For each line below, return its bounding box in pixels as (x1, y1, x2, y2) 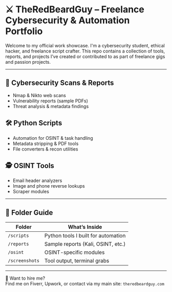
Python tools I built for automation (44, 232, 126, 240)
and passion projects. (5, 59, 51, 65)
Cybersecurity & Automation (5, 14, 130, 26)
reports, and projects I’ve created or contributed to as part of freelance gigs (5, 53, 165, 60)
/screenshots (8, 258, 40, 264)
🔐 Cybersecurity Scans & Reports (5, 79, 114, 87)
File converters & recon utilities (12, 145, 78, 152)
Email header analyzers (12, 177, 62, 184)
